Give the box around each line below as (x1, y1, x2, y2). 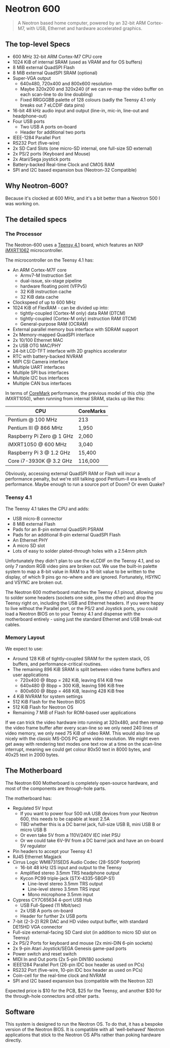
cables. (5, 621, 21, 627)
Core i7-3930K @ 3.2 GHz (8, 458, 72, 465)
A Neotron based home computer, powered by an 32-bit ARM (17, 20, 146, 26)
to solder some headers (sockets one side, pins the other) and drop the (5, 594, 154, 600)
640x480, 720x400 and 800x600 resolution (20, 80, 112, 86)
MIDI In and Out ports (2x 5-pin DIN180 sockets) (12, 956, 113, 962)
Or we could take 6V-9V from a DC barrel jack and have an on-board (20, 837, 163, 843)
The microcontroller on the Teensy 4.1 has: (5, 257, 94, 263)
